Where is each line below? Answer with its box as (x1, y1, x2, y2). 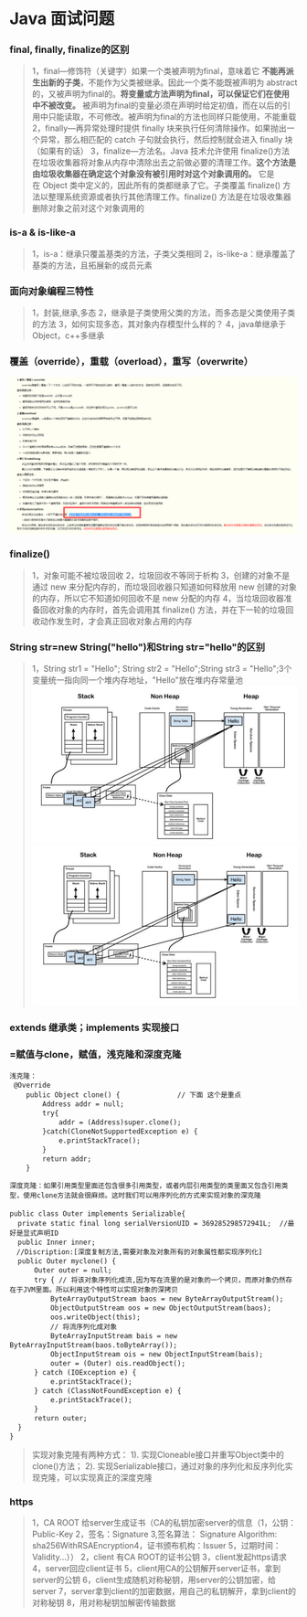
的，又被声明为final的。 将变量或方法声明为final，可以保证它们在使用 (31, 89, 291, 100)
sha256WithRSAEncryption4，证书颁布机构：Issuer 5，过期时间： (31, 1540, 281, 1551)
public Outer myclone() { (17, 1256, 117, 1266)
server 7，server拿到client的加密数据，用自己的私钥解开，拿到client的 (31, 1586, 297, 1597)
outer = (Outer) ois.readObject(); (49, 1358, 185, 1367)
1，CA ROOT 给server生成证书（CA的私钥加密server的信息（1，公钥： (31, 1517, 297, 1528)
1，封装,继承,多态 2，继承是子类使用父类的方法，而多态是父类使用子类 (31, 307, 296, 318)
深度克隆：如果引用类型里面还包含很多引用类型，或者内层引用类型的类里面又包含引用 (9, 1181, 281, 1190)
